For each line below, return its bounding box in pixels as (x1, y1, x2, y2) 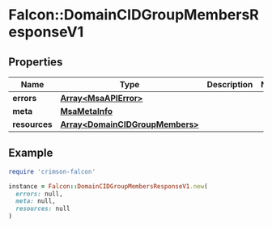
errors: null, (15, 190, 63, 198)
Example (8, 146, 53, 160)
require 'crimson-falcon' (8, 167, 96, 175)
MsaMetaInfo (60, 106, 113, 116)
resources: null (15, 204, 70, 213)
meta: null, (15, 197, 57, 205)
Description (206, 79, 253, 90)
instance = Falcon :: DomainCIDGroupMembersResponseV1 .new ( (8, 182, 208, 191)
